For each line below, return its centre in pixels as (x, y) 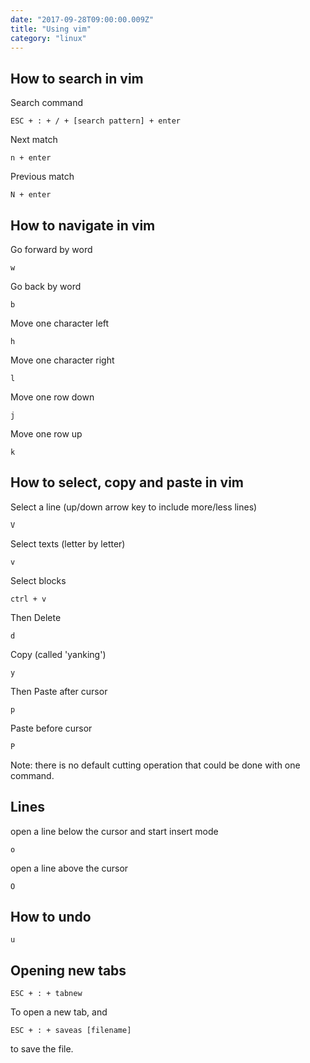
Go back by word (46, 286)
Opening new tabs (68, 970)
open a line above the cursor (69, 868)
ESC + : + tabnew (46, 994)
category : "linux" (48, 38)
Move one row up (46, 434)
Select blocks (38, 580)
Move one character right (62, 360)
